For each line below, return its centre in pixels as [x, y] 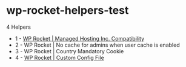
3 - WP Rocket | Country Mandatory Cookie [69, 51]
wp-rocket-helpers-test [68, 10]
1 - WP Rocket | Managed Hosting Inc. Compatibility [80, 38]
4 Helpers [19, 27]
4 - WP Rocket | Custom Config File [59, 57]
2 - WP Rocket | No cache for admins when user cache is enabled [97, 45]
